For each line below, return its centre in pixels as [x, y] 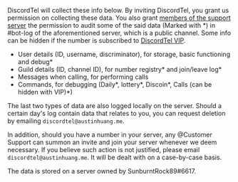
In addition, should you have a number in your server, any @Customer [110, 135]
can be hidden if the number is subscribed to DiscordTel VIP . [97, 41]
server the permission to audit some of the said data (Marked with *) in [112, 25]
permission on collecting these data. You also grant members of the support [119, 18]
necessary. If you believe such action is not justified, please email [104, 150]
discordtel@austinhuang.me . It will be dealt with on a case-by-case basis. [115, 157]
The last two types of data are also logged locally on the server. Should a [115, 106]
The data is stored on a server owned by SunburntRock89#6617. [102, 171]
